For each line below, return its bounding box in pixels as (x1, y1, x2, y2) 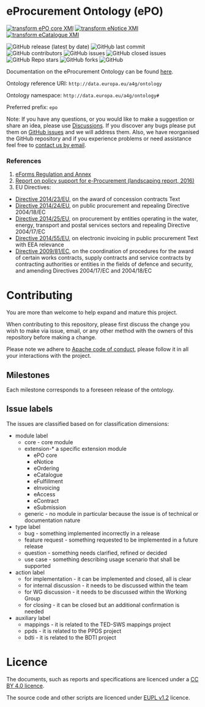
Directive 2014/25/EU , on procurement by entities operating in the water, (15, 215, 198, 222)
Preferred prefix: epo (6, 103, 58, 111)
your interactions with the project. (6, 352, 92, 360)
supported (24, 562, 51, 569)
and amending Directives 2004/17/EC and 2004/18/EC (15, 267, 152, 274)
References (6, 156, 42, 165)
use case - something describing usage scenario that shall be (24, 556, 181, 563)
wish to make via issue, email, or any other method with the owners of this (6, 327, 194, 335)
